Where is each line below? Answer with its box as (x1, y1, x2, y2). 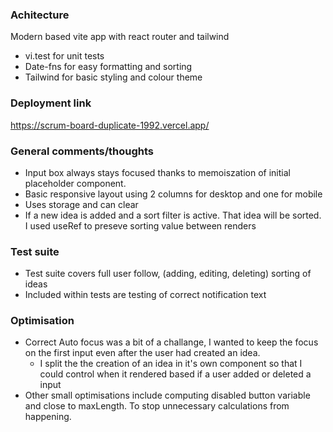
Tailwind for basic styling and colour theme (24, 71, 203, 83)
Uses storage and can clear (24, 198, 139, 210)
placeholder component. (24, 177, 127, 189)
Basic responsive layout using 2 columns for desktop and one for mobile (24, 188, 323, 200)
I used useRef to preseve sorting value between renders (24, 219, 257, 232)
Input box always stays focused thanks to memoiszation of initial (24, 166, 291, 178)
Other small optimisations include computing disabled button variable (24, 389, 311, 402)
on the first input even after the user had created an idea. (24, 347, 261, 359)
